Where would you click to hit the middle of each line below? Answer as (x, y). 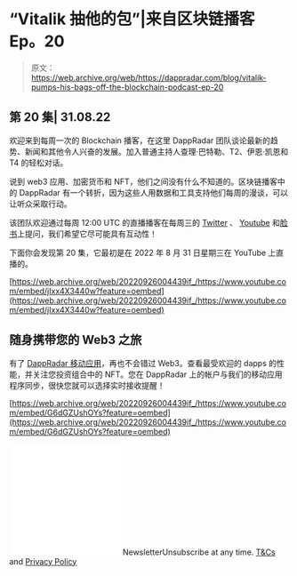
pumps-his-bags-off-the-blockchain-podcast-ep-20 (127, 87)
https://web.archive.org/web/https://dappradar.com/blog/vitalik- (148, 77)
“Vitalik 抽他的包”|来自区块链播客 (132, 19)
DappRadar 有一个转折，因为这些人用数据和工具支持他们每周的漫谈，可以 (154, 192)
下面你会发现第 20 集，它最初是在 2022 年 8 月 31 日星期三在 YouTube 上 (143, 252)
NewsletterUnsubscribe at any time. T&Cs (199, 552)
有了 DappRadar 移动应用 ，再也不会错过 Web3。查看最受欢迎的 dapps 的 (143, 363)
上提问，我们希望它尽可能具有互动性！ (87, 234)
